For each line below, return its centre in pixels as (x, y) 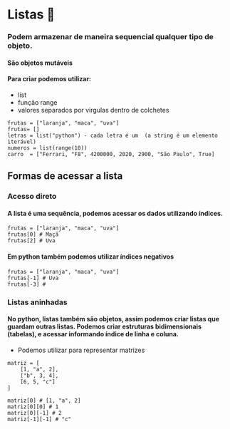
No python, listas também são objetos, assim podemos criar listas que (113, 319)
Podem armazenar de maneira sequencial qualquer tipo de (110, 37)
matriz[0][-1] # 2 (35, 413)
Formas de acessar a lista (65, 176)
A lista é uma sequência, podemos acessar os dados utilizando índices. (115, 213)
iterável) (22, 142)
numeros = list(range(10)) (47, 148)
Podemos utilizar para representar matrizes (81, 350)
